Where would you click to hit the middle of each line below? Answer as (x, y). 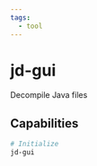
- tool (31, 26)
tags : (20, 17)
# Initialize (35, 144)
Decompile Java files (49, 95)
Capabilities (44, 123)
